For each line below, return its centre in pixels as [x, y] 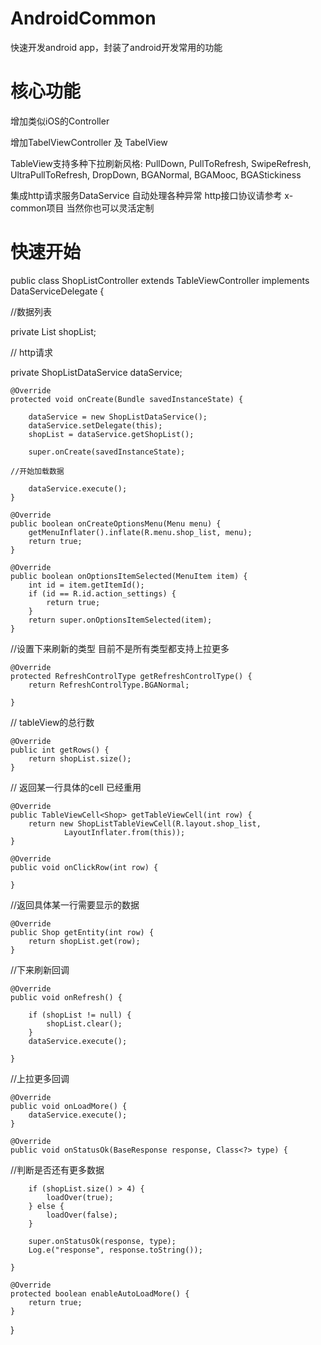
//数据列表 [31, 311]
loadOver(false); [82, 1215]
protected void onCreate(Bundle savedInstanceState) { [127, 399]
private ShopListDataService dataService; [96, 372]
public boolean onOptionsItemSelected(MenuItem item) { [129, 576]
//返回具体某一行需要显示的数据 [75, 904]
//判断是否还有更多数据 [57, 1169]
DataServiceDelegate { [57, 291]
